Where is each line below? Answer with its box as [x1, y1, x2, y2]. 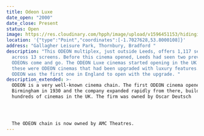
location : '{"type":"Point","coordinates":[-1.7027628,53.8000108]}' [6, 37, 186, 43]
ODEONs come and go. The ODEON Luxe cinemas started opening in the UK [12, 59, 197, 66]
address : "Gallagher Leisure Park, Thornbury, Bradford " [6, 43, 156, 49]
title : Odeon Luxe [6, 8, 53, 15]
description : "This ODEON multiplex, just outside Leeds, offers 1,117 [6, 49, 191, 55]
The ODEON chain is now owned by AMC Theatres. [12, 120, 135, 126]
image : [6, 32, 23, 38]
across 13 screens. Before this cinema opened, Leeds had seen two [12, 54, 186, 60]
